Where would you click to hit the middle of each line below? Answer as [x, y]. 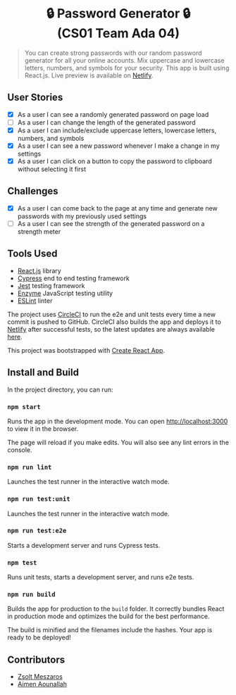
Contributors [36, 659]
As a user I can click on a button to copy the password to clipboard [115, 161]
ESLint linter [35, 301]
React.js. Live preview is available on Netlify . [89, 75]
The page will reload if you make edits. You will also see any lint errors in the [118, 442]
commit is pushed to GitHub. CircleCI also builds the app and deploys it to [114, 322]
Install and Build [43, 373]
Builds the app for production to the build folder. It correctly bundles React [116, 609]
